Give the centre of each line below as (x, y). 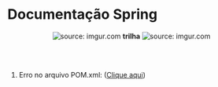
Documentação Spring (83, 14)
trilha (131, 36)
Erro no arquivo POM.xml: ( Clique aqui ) (82, 74)
